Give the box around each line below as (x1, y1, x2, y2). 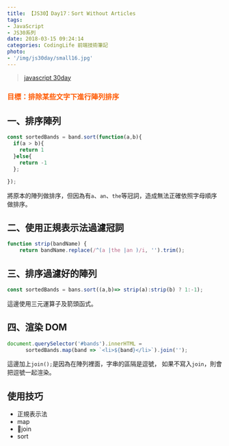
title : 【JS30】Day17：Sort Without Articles (7, 10, 136, 17)
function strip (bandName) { (7, 241, 87, 248)
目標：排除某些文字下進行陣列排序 (7, 92, 120, 102)
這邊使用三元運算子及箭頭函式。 (7, 299, 97, 307)
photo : (7, 49, 26, 56)
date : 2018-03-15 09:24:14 (7, 36, 84, 43)
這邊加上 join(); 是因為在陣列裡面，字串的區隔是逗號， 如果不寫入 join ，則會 (7, 360, 222, 368)
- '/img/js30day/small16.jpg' (7, 55, 94, 62)
